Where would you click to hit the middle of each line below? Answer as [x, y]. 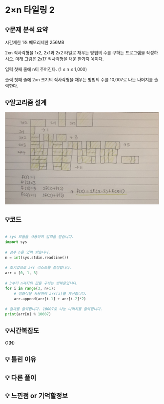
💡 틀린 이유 [21, 360]
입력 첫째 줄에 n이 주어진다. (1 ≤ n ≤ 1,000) [46, 69]
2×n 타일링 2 [30, 10]
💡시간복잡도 [22, 331]
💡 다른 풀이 [21, 378]
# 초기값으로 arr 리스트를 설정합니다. [38, 268]
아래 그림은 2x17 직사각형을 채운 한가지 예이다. [60, 59]
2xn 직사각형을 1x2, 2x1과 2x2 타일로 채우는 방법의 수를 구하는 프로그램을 [75, 53]
